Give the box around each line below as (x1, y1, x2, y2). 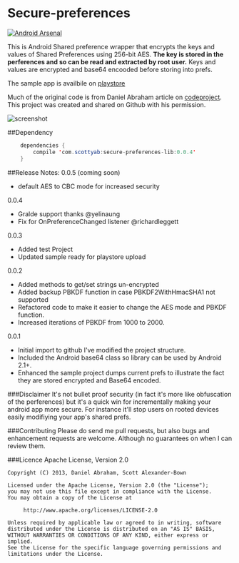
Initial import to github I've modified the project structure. (17, 345, 186, 354)
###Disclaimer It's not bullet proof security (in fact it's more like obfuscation (7, 390, 232, 398)
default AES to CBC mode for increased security (17, 182, 161, 191)
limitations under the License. (7, 550, 103, 557)
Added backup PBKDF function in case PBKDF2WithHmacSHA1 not (17, 288, 215, 296)
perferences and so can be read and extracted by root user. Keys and (7, 57, 216, 66)
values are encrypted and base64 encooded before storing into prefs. (7, 65, 213, 73)
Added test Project (17, 245, 73, 253)
